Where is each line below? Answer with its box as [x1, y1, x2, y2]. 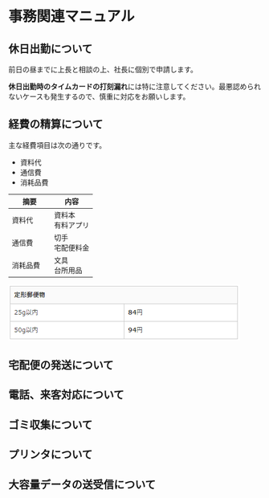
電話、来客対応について [8, 388, 124, 402]
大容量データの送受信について [8, 477, 157, 491]
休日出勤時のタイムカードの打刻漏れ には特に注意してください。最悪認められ [8, 82, 261, 91]
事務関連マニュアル [8, 7, 135, 26]
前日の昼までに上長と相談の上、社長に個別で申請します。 [8, 65, 198, 74]
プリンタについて [8, 447, 93, 462]
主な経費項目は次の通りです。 [8, 140, 107, 149]
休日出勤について [8, 42, 93, 55]
